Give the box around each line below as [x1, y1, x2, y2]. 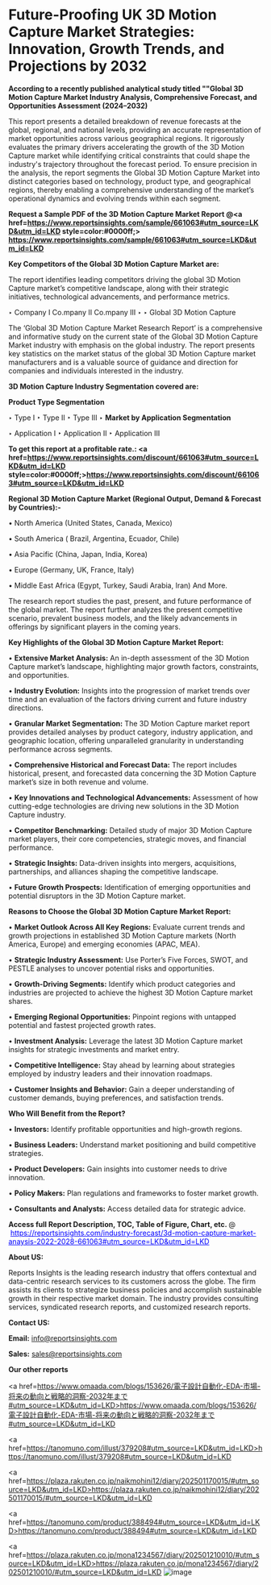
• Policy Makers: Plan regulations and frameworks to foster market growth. [8, 1188, 259, 1198]
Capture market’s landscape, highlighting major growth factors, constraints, [8, 661, 260, 671]
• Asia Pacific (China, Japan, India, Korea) [8, 549, 148, 559]
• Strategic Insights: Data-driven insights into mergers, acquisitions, [8, 858, 237, 867]
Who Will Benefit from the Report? [8, 1109, 126, 1118]
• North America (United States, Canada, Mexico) [8, 518, 173, 527]
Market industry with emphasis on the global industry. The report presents [8, 340, 256, 350]
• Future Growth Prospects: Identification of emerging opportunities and [8, 882, 252, 892]
